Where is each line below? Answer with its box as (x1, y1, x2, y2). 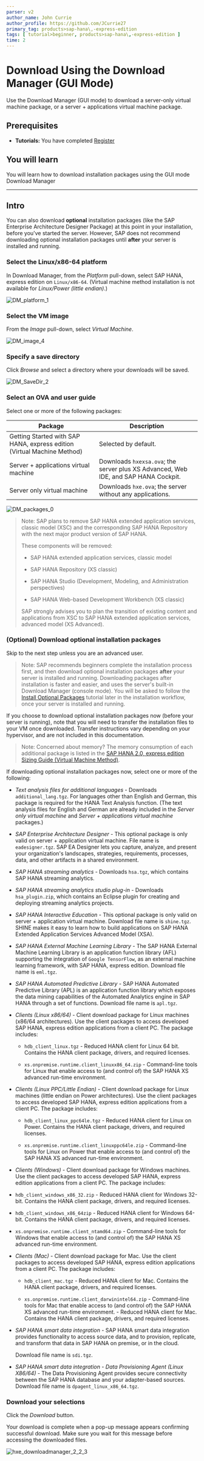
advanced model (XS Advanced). (21, 620, 104, 628)
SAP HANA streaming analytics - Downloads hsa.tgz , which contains (15, 868, 189, 875)
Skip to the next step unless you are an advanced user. (6, 649, 144, 657)
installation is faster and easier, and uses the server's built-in (21, 681, 174, 688)
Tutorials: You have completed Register (15, 136, 115, 144)
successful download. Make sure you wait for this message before (6, 1430, 173, 1437)
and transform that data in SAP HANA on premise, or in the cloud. (15, 1339, 179, 1346)
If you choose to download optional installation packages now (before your (6, 712, 194, 719)
